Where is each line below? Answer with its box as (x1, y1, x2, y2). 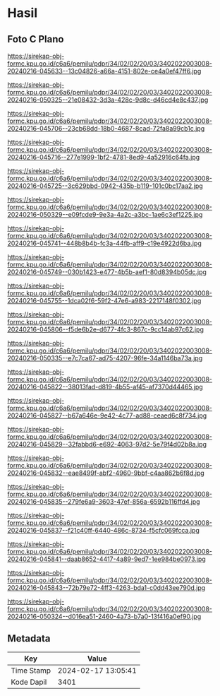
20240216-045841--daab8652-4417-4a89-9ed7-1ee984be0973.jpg (7, 555, 206, 563)
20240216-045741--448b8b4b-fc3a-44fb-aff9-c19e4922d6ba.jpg (7, 239, 202, 247)
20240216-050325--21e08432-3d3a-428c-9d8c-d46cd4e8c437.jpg (7, 95, 209, 104)
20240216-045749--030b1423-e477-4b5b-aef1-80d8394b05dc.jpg (7, 268, 207, 276)
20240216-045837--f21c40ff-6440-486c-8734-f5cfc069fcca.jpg (7, 526, 200, 534)
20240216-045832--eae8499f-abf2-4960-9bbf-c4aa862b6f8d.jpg (7, 468, 204, 477)
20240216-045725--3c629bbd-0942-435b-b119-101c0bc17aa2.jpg (7, 182, 203, 190)
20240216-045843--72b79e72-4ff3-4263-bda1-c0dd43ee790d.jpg (7, 584, 206, 591)
